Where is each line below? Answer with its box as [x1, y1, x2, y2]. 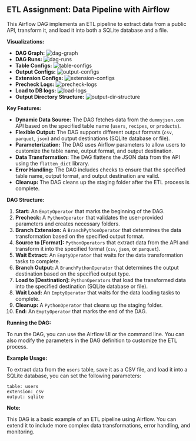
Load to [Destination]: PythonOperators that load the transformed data [15, 276, 186, 283]
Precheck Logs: [15, 81, 55, 88]
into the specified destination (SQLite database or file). [15, 283, 148, 290]
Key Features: [6, 104, 42, 111]
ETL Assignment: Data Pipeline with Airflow [6, 5, 170, 15]
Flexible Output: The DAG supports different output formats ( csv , [15, 128, 174, 135]
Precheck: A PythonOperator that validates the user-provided [15, 214, 164, 221]
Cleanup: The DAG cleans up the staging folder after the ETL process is [15, 178, 190, 185]
